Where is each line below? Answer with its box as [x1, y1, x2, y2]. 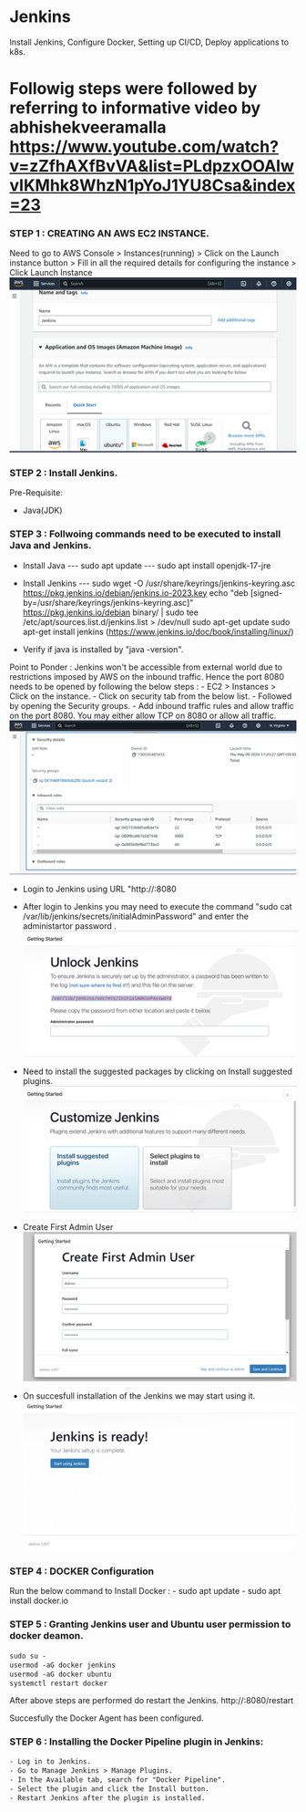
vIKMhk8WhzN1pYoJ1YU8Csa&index [9, 175, 296, 196]
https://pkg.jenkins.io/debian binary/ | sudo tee [22, 607, 199, 618]
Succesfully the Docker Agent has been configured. [9, 1713, 204, 1723]
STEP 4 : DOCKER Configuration [9, 1565, 155, 1578]
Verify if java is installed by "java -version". [22, 643, 184, 654]
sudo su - [9, 1651, 47, 1661]
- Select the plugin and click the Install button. [9, 1785, 209, 1794]
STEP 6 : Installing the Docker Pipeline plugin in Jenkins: [9, 1735, 264, 1748]
